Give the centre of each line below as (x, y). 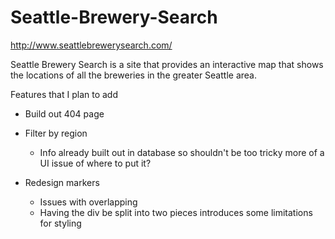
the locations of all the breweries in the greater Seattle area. (133, 75)
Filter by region (56, 133)
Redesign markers (62, 182)
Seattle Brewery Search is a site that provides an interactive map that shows (167, 64)
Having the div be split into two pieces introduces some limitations (176, 212)
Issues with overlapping (88, 202)
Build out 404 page (64, 113)
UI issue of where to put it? (95, 163)
